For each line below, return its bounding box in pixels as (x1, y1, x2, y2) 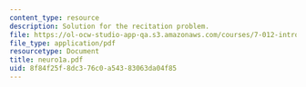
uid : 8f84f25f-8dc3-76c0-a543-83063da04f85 (9, 64, 178, 73)
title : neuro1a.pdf (9, 55, 84, 64)
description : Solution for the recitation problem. (9, 22, 209, 31)
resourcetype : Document (9, 47, 100, 56)
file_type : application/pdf (9, 38, 117, 48)
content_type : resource (9, 13, 100, 23)
